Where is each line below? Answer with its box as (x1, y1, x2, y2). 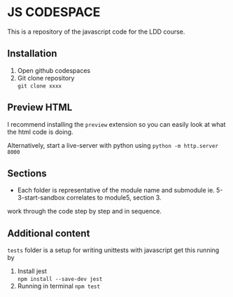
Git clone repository (17, 74, 75, 82)
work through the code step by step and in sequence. (7, 207, 162, 216)
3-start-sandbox (17, 193, 65, 202)
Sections (7, 167, 47, 179)
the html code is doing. (7, 127, 73, 136)
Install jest (17, 267, 47, 275)
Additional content (7, 227, 90, 239)
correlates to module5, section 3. (66, 193, 162, 202)
